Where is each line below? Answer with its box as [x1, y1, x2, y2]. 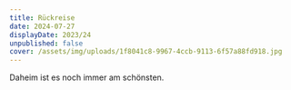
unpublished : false [9, 38, 84, 48]
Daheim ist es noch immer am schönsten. [9, 72, 165, 83]
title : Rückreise [9, 13, 75, 23]
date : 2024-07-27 [9, 22, 75, 31]
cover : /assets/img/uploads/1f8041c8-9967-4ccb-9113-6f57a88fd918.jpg [9, 47, 283, 56]
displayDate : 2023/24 [9, 30, 92, 39]
